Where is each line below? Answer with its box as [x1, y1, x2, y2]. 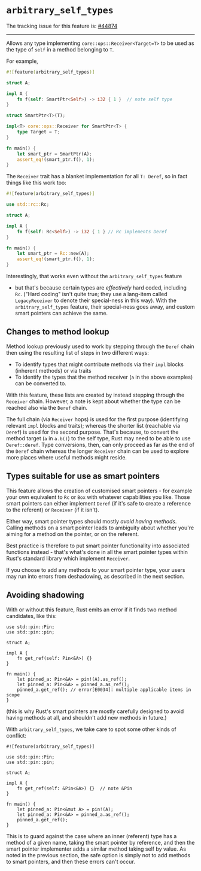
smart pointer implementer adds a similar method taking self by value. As [6, 845, 187, 852]
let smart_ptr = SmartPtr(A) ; [17, 151, 93, 157]
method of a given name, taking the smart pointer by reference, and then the [6, 839, 196, 846]
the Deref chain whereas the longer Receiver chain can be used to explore [6, 447, 189, 455]
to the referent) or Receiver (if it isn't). [6, 506, 100, 513]
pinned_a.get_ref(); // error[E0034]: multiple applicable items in [17, 687, 191, 693]
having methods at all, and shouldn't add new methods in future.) [6, 714, 167, 721]
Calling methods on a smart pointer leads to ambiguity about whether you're [6, 524, 194, 531]
